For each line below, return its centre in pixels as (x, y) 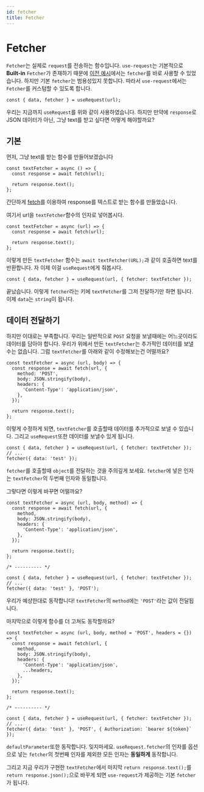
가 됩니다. (18, 783)
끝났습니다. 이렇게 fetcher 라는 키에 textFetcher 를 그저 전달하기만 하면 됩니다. (100, 292)
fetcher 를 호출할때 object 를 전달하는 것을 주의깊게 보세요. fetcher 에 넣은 (94, 471)
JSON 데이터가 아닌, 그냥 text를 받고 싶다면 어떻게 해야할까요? (81, 120)
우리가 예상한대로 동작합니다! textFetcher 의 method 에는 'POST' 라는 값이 (92, 601)
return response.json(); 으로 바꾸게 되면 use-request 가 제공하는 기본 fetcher (101, 775)
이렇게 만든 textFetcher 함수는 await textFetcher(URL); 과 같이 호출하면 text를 (102, 260)
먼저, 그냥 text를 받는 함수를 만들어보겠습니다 (60, 157)
